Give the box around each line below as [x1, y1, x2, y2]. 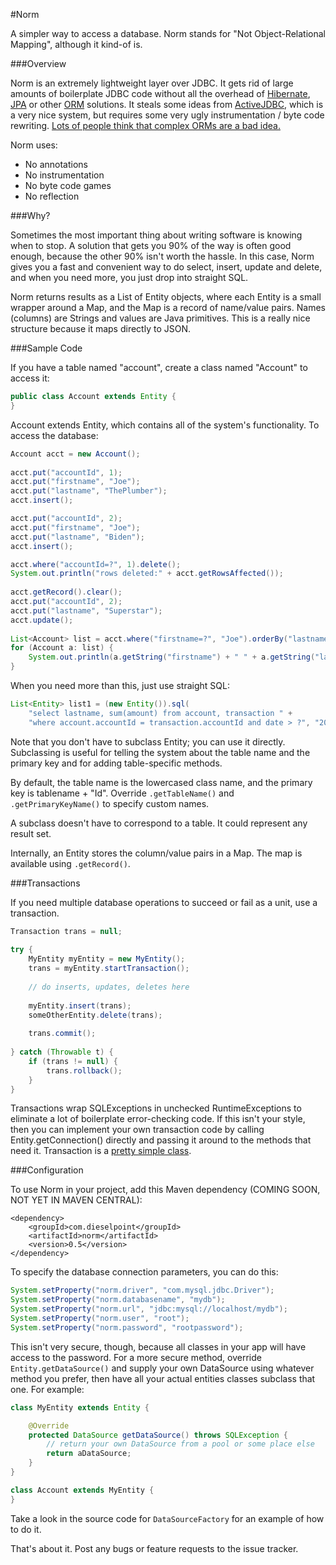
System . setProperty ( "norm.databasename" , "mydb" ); [10, 1295, 226, 1305]
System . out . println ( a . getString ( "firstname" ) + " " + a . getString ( [28, 652, 316, 663]
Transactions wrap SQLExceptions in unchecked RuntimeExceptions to [10, 1102, 302, 1114]
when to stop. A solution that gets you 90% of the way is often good [10, 240, 292, 251]
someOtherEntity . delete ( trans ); [28, 1010, 163, 1020]
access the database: [10, 429, 99, 441]
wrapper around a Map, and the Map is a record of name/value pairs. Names [10, 302, 326, 313]
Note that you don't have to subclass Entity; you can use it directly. [10, 735, 286, 748]
